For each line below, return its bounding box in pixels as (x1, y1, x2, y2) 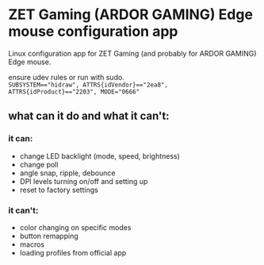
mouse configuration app (8, 22, 178, 40)
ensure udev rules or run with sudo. (8, 72, 124, 82)
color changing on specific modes (19, 222, 132, 232)
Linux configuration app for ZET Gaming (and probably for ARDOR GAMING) (8, 48, 257, 58)
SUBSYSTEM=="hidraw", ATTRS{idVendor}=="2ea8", (8, 81, 169, 89)
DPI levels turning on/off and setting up (19, 176, 148, 186)
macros (19, 240, 45, 249)
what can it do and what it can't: (8, 109, 170, 123)
